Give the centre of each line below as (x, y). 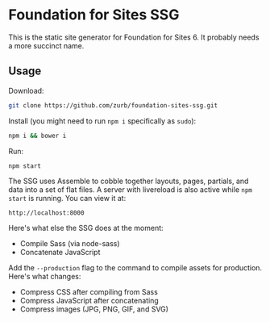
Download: (26, 90)
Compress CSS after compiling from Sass (89, 292)
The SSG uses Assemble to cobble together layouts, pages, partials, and (129, 181)
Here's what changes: (45, 277)
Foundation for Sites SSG (94, 15)
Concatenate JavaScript (60, 253)
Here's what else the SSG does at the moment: (86, 228)
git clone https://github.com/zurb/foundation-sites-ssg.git (113, 105)
